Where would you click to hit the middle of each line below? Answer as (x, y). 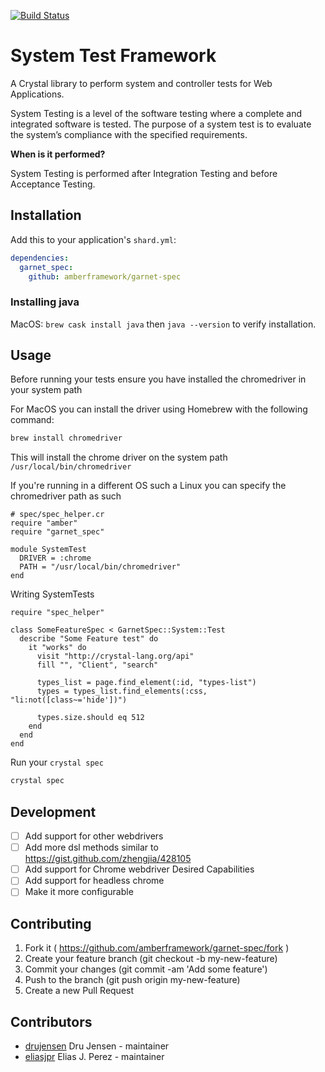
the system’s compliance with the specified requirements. (129, 134)
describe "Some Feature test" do (89, 639)
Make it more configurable (79, 892)
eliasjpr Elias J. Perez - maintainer (94, 1056)
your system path (46, 390)
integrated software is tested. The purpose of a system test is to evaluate (161, 124)
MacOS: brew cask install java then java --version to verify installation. (163, 324)
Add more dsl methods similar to (91, 847)
